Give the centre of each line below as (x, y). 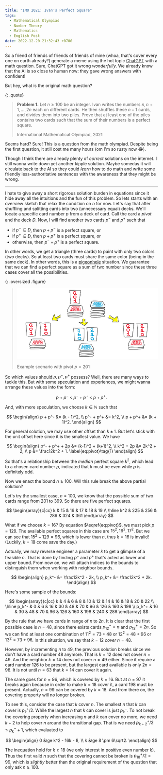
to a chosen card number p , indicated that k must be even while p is (73, 466)
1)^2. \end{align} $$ (81, 422)
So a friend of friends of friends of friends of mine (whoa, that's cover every (81, 55)
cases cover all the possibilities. (37, 272)
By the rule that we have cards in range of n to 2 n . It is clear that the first (78, 621)
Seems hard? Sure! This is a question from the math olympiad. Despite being (81, 144)
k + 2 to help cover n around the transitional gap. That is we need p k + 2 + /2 (79, 723)
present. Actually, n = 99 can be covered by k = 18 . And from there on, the (80, 690)
